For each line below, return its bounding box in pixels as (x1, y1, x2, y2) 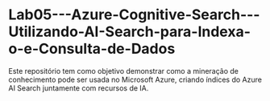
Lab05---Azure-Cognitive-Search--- (8, 6, 260, 24)
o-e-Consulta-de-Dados (8, 40, 176, 58)
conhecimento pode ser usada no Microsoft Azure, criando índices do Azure (8, 75, 262, 84)
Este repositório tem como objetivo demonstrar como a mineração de (8, 66, 239, 75)
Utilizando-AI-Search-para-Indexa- (8, 22, 251, 41)
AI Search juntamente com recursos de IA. (8, 83, 149, 93)
